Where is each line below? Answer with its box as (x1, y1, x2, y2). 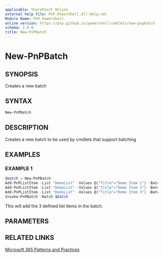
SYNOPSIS (5, 70, 38, 78)
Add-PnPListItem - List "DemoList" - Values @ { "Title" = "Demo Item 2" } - (5, 185, 151, 190)
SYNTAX (5, 97, 33, 105)
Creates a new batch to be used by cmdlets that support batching (5, 136, 136, 142)
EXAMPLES (5, 150, 40, 159)
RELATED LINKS (5, 234, 54, 242)
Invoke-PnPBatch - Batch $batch (5, 194, 68, 199)
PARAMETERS (5, 217, 49, 225)
